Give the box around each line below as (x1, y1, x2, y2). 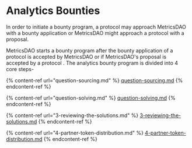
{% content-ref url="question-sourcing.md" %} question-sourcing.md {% (6, 77, 183, 84)
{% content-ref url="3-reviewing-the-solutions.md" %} (6, 112, 139, 119)
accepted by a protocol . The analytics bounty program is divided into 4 (6, 59, 179, 66)
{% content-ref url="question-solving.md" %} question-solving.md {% (6, 94, 176, 101)
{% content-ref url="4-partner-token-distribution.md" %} (6, 129, 144, 136)
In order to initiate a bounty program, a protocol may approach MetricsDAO (6, 23, 187, 30)
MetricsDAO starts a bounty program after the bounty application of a (6, 47, 173, 54)
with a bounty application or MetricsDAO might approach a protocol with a (6, 29, 185, 36)
